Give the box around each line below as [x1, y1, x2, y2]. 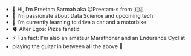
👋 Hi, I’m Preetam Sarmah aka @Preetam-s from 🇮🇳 [11, 6, 143, 13]
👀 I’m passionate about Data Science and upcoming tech [11, 13, 154, 19]
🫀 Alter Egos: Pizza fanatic [11, 26, 80, 32]
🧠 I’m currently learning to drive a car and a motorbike [11, 18, 147, 26]
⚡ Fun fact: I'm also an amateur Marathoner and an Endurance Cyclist [11, 35, 186, 41]
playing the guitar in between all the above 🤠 [11, 43, 123, 50]
